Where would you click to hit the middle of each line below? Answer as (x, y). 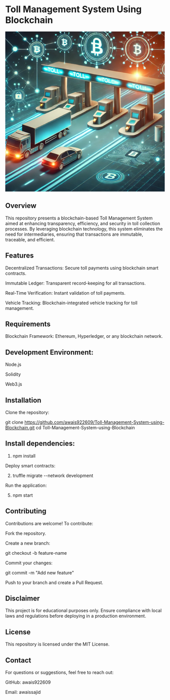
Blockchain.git (20, 427)
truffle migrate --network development (53, 475)
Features (19, 256)
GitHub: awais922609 (28, 682)
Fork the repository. (26, 533)
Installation (23, 400)
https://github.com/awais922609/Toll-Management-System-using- (94, 422)
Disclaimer (23, 599)
